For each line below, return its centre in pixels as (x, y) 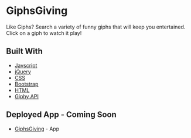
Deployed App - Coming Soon (62, 115)
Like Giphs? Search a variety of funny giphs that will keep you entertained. (96, 27)
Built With (24, 52)
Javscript (26, 65)
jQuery (23, 72)
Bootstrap (26, 84)
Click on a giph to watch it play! (44, 33)
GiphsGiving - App (37, 129)
